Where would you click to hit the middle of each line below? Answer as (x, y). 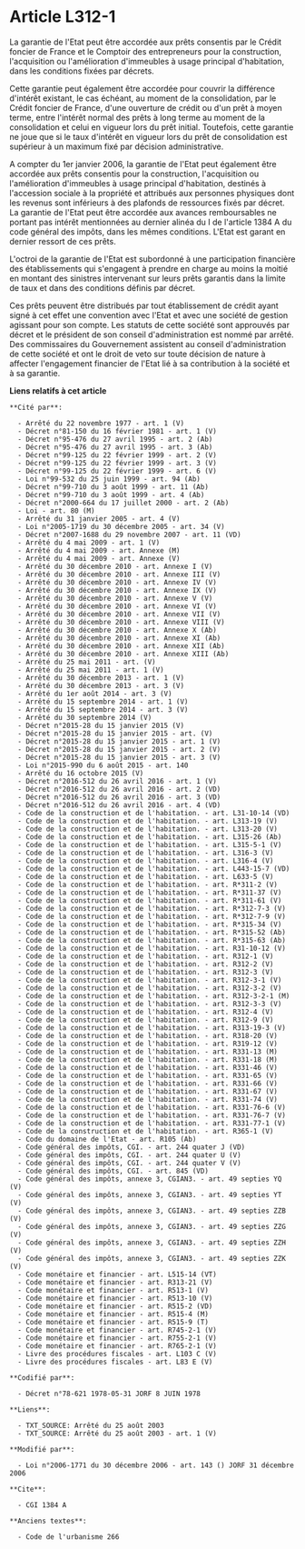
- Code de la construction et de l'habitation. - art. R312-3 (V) (146, 972)
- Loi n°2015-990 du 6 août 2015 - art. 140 (103, 765)
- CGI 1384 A (42, 1505)
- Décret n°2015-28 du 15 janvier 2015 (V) (101, 725)
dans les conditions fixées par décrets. (82, 71)
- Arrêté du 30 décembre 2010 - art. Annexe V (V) (115, 598)
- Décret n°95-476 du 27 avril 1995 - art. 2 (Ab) (115, 439)
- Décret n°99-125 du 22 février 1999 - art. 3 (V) (118, 463)
